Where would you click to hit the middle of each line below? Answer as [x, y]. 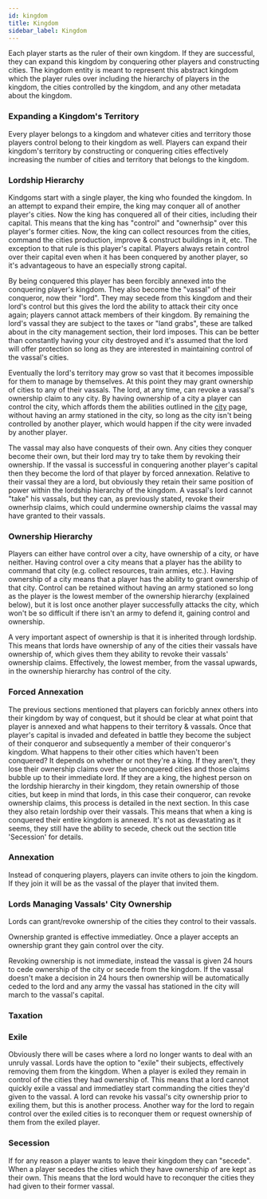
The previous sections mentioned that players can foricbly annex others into [133, 709]
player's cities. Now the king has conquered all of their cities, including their [133, 214]
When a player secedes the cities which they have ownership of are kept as [132, 1169]
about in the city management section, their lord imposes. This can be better [134, 332]
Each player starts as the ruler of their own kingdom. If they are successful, [132, 54]
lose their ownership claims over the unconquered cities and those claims [129, 769]
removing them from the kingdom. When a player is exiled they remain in [128, 1071]
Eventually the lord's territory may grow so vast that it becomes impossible [131, 372]
